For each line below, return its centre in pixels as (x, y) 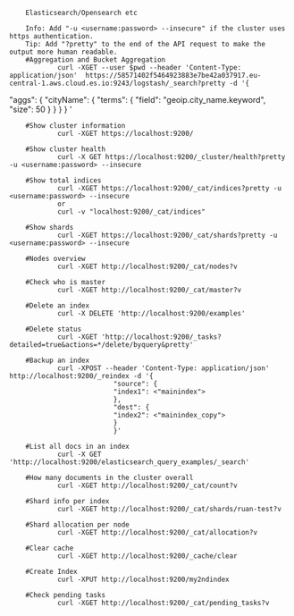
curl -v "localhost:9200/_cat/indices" (131, 212)
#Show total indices (63, 181)
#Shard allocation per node (77, 525)
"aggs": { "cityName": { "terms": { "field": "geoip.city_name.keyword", (138, 100)
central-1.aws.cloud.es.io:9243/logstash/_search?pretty (118, 83)
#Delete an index (58, 306)
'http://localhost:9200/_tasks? (161, 337)
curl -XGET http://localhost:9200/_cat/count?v (147, 485)
